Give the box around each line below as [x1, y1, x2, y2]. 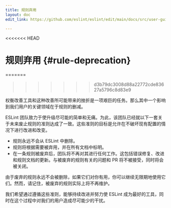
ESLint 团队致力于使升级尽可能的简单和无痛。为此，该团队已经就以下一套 [5, 115, 158, 121]
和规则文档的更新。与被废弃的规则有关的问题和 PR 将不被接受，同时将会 [12, 157, 164, 163]
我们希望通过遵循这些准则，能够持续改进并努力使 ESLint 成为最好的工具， [5, 191, 159, 197]
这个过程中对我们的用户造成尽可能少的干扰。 [14, 197, 108, 203]
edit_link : [5, 17, 28, 22]
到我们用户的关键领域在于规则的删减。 [5, 103, 85, 110]
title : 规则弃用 [5, 7, 37, 13]
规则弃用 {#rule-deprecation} [5, 54, 131, 66]
